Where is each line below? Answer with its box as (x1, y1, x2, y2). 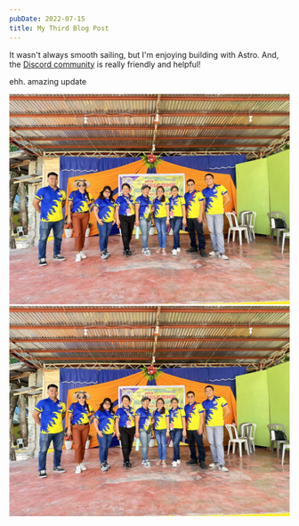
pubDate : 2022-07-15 (9, 14, 86, 23)
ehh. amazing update (9, 76, 87, 86)
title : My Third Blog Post (9, 23, 109, 33)
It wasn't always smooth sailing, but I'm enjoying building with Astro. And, (9, 49, 279, 60)
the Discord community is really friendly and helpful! (9, 59, 202, 69)
